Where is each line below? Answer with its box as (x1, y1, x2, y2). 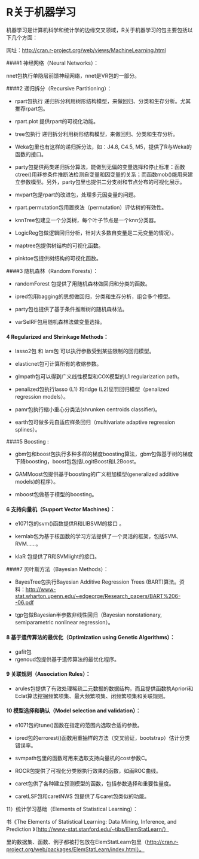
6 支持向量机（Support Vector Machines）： (6, 505, 115, 512)
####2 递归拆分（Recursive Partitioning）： (6, 84, 112, 92)
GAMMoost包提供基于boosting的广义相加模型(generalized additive (14, 471, 179, 478)
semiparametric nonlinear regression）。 (14, 619, 114, 626)
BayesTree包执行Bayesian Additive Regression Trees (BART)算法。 (14, 578, 180, 585)
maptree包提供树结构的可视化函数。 (14, 242, 104, 249)
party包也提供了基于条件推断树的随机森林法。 (14, 305, 128, 312)
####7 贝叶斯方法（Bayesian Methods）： (6, 566, 109, 573)
